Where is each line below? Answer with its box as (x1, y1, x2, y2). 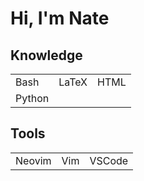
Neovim (15, 153, 52, 167)
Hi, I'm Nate (10, 7, 110, 30)
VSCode (89, 153, 129, 167)
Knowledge (10, 47, 83, 64)
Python (15, 92, 50, 105)
